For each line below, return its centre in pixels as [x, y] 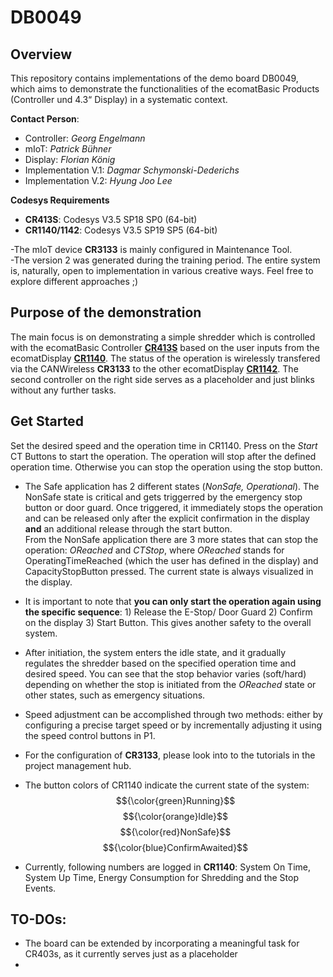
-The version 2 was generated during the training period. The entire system [165, 260]
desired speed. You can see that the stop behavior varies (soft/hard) [165, 673]
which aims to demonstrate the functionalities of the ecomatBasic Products [165, 89]
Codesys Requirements [60, 200]
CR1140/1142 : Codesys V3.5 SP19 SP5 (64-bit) [121, 230]
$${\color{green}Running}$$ [175, 800]
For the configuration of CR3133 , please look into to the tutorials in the [170, 755]
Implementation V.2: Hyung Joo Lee [98, 180]
